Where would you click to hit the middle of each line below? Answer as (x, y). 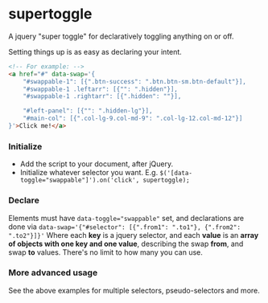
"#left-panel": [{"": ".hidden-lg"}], (88, 111)
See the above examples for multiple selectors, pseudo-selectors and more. (134, 290)
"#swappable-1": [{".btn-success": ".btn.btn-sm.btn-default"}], (135, 81)
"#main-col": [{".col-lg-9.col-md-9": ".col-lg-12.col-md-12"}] (133, 119)
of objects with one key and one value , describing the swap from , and (126, 244)
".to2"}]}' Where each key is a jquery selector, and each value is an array (134, 235)
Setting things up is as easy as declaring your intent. (95, 51)
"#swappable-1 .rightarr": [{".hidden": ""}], (102, 96)
